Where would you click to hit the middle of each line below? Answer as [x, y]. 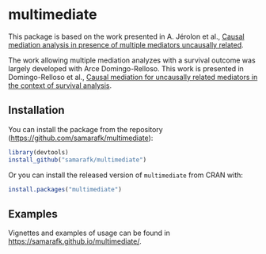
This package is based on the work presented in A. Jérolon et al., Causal [126, 36]
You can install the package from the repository [86, 129]
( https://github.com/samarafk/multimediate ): [81, 138]
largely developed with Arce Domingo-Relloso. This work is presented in [126, 68]
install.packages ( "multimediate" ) [65, 189]
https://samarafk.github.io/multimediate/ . [75, 241]
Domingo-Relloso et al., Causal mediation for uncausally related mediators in [133, 77]
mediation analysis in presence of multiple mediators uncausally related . [126, 44]
